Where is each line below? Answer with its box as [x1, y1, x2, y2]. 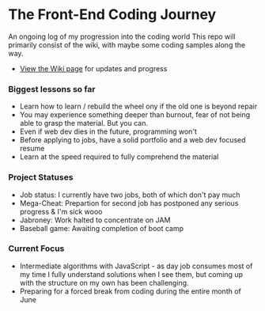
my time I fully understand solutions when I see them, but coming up [19, 269, 244, 279]
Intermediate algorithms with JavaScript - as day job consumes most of [19, 261, 253, 271]
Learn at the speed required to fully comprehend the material [19, 152, 219, 161]
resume [19, 144, 45, 154]
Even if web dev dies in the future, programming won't [19, 127, 198, 136]
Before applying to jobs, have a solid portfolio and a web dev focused [19, 135, 247, 145]
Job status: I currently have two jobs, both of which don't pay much [19, 190, 240, 199]
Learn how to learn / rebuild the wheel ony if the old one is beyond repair [19, 101, 258, 112]
